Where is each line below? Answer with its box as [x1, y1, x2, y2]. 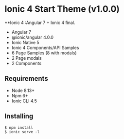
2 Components [11, 60, 42, 66]
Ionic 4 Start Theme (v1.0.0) [4, 3, 120, 15]
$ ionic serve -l [4, 129, 40, 134]
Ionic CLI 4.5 [11, 98, 37, 104]
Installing [4, 112, 34, 120]
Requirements [4, 74, 48, 83]
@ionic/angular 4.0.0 [11, 34, 54, 40]
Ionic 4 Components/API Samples [11, 45, 79, 50]
